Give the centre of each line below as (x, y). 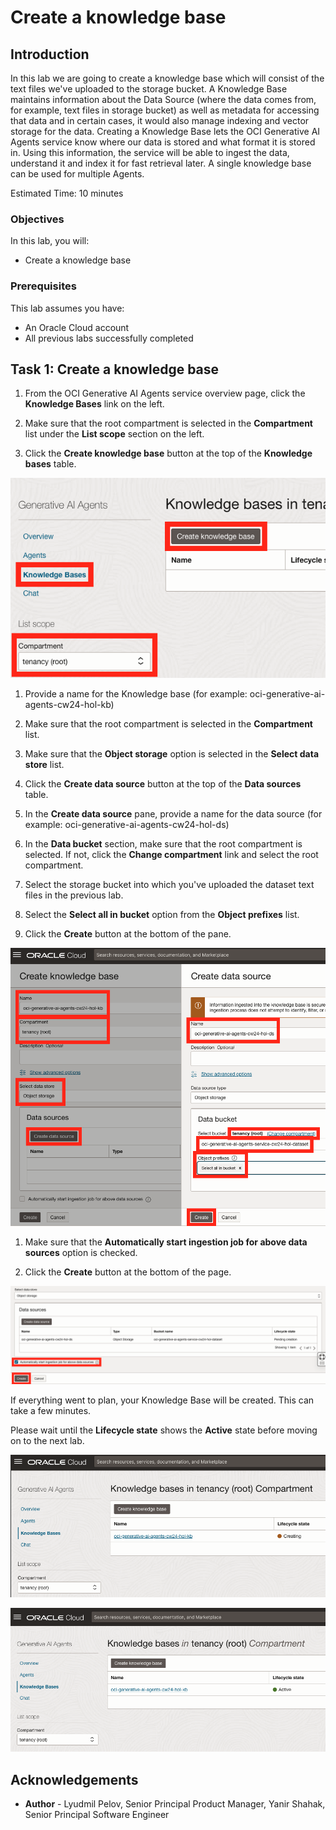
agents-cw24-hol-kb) (69, 704)
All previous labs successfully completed (109, 338)
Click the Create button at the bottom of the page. (128, 1272)
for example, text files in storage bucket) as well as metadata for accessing (165, 110)
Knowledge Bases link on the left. (94, 404)
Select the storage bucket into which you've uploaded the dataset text (169, 884)
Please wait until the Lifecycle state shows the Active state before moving (164, 1430)
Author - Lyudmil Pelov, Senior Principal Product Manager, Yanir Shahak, (175, 1804)
